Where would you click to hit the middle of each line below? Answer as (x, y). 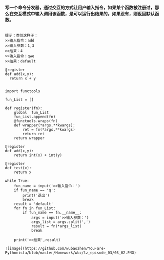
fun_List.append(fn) (35, 117)
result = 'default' (34, 204)
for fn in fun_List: (35, 208)
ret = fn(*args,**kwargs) (49, 130)
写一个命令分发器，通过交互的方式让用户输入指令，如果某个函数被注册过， (80, 7)
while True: (17, 181)
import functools (23, 91)
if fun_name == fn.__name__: (52, 213)
